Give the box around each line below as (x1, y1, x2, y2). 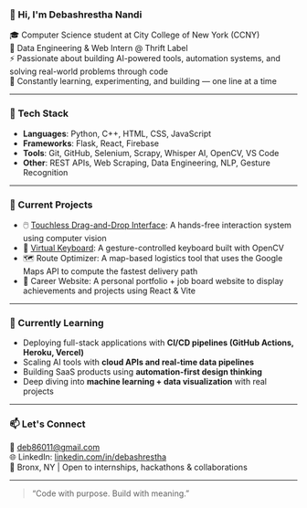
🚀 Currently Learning (9, 316, 104, 329)
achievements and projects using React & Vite (22, 285, 196, 296)
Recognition (22, 166, 69, 177)
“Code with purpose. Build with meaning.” (31, 488, 190, 499)
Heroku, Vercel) (22, 347, 85, 358)
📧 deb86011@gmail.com (9, 442, 101, 453)
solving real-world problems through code (9, 66, 169, 77)
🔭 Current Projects (9, 198, 93, 211)
